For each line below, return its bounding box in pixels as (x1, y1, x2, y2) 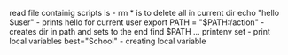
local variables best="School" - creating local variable (9, 35, 206, 46)
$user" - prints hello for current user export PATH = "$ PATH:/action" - (9, 17, 265, 27)
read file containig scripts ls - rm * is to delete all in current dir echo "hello (9, 8, 280, 18)
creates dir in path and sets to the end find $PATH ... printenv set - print (9, 27, 270, 36)
